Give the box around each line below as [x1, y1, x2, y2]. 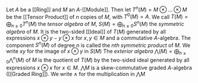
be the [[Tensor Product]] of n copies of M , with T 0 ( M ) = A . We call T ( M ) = [6, 12, 188, 20]
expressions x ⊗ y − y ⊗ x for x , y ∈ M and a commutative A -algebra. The [6, 34, 191, 41]
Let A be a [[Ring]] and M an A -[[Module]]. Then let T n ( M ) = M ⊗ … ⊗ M [6, 5, 187, 13]
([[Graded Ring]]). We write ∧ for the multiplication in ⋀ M [6, 70, 145, 77]
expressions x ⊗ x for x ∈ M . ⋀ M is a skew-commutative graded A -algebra [6, 64, 192, 71]
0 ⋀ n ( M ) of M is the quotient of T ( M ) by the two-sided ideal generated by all [6, 55, 190, 65]
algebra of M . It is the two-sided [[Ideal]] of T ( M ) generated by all [6, 28, 166, 35]
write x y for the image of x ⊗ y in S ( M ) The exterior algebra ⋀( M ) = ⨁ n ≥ [6, 48, 186, 57]
